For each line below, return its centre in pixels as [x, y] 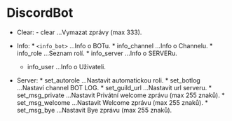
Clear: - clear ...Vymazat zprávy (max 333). [79, 32]
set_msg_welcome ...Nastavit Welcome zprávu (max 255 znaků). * [112, 102]
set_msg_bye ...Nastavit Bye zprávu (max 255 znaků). [94, 110]
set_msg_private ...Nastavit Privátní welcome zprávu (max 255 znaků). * [121, 95]
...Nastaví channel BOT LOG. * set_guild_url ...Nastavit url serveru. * [114, 87]
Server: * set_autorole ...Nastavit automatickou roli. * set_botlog [108, 80]
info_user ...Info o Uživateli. [67, 66]
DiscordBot [40, 13]
